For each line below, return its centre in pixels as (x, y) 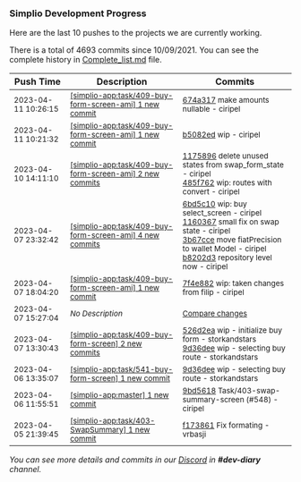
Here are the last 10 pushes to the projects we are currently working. (136, 33)
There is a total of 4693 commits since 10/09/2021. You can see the (134, 50)
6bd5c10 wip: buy (215, 204)
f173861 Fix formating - (226, 426)
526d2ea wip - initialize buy (232, 330)
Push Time (37, 81)
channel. (26, 469)
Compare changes (215, 314)
